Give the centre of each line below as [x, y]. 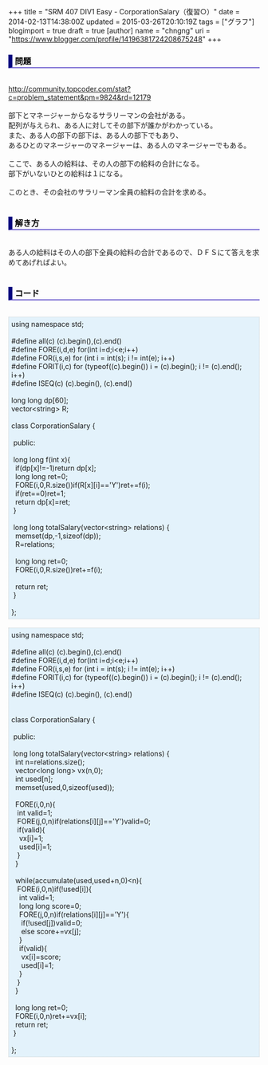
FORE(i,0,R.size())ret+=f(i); [59, 569]
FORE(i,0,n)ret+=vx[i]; [51, 1016]
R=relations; [35, 544]
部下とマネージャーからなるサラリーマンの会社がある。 [99, 116]
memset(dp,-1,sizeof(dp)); [58, 536]
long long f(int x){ [42, 459]
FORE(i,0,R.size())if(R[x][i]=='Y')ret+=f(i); [83, 485]
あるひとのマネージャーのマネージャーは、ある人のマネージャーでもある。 [130, 145]
